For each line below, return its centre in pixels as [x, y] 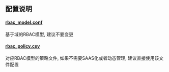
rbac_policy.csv [23, 46]
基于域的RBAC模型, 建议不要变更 [39, 34]
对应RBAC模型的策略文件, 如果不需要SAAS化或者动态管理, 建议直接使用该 [82, 58]
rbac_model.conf [24, 22]
